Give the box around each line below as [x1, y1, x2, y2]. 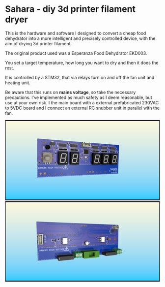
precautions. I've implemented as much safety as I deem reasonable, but [5, 95, 152, 100]
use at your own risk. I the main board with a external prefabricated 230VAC [5, 99, 159, 105]
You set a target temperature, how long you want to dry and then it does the [5, 60, 159, 65]
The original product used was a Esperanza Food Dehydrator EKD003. [5, 50, 147, 56]
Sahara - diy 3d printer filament [5, 3, 136, 15]
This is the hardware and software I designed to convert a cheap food [5, 30, 146, 36]
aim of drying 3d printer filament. [5, 40, 72, 46]
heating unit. [5, 80, 30, 86]
